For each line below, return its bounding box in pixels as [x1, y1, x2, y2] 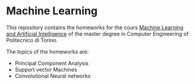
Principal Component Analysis [14, 60, 89, 67]
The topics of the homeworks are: [6, 48, 89, 55]
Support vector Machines [14, 66, 77, 73]
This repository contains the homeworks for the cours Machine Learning [6, 24, 184, 31]
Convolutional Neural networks [14, 72, 91, 79]
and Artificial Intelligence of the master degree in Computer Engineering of [6, 30, 189, 37]
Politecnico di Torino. [6, 36, 58, 43]
